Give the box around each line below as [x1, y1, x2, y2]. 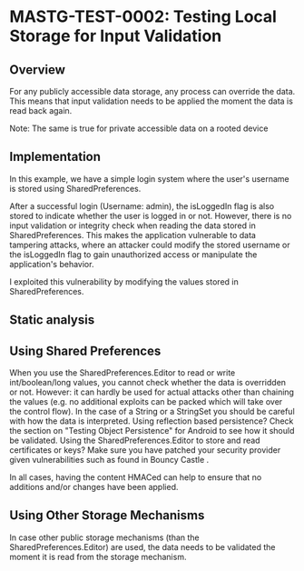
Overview [9, 62, 66, 77]
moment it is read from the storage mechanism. [9, 551, 187, 562]
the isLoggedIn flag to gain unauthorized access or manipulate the [9, 248, 258, 260]
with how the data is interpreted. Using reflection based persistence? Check [9, 416, 294, 426]
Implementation [9, 149, 102, 165]
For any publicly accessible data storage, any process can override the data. [9, 86, 296, 96]
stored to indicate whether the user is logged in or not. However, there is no [9, 210, 292, 221]
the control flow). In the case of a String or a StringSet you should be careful [9, 406, 295, 417]
